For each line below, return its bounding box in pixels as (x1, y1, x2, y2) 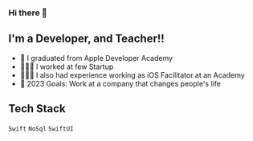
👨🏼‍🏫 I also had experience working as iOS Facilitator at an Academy (19, 70, 245, 79)
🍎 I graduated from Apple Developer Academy (19, 53, 173, 62)
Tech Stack (8, 102, 66, 115)
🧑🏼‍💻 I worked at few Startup (19, 62, 114, 71)
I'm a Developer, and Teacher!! (8, 32, 165, 46)
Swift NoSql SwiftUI (8, 124, 74, 133)
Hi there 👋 (8, 7, 48, 18)
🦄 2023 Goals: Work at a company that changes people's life (19, 79, 221, 88)
